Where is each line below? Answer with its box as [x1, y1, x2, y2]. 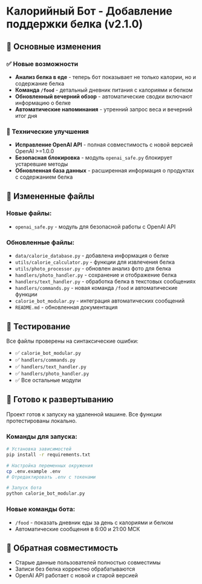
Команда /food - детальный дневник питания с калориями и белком [15, 86, 194, 94]
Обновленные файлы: [6, 238, 75, 247]
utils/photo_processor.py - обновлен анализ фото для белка [15, 265, 171, 272]
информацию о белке [15, 99, 71, 106]
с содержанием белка [15, 173, 73, 180]
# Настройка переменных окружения [6, 462, 94, 469]
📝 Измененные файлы [6, 191, 95, 201]
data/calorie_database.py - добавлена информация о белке [15, 252, 169, 259]
